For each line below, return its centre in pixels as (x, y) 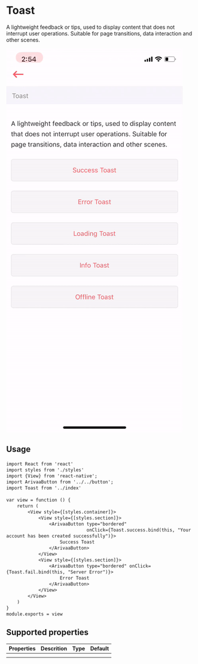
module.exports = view (34, 614)
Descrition (54, 648)
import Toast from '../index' (44, 488)
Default (100, 648)
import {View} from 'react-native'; (52, 476)
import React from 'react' (40, 464)
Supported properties (47, 632)
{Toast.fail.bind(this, (36, 572)
